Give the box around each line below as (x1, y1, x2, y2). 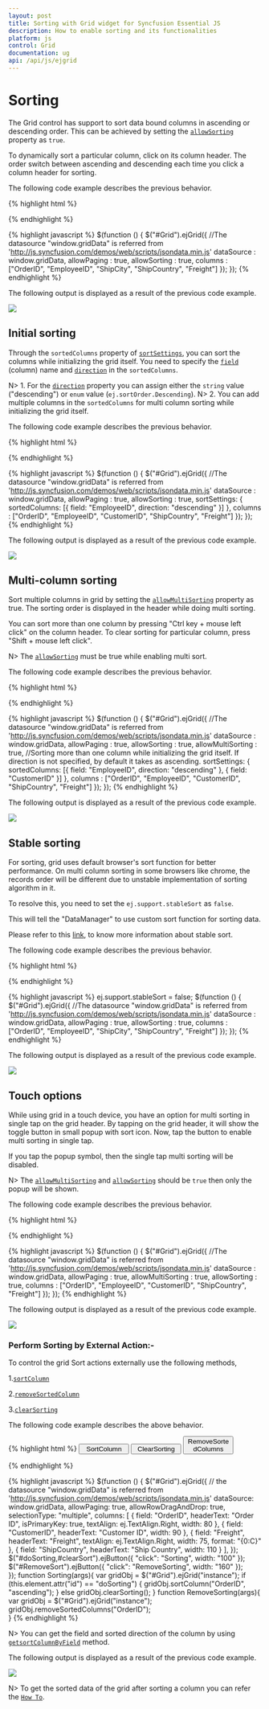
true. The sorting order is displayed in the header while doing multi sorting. (8, 604, 255, 613)
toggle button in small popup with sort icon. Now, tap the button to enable (8, 1127, 252, 1137)
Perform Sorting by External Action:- (8, 1339, 155, 1350)
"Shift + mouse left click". (8, 636, 92, 645)
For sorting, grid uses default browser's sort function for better (8, 858, 217, 867)
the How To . (8, 1692, 45, 1702)
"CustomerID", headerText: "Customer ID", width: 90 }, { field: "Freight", (8, 1528, 245, 1538)
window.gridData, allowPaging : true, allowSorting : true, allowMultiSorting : (8, 740, 258, 749)
